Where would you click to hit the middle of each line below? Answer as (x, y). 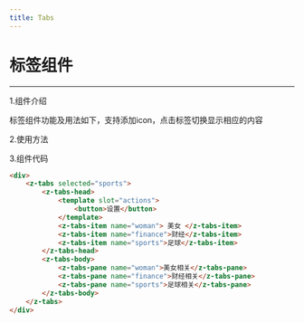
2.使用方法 (29, 139)
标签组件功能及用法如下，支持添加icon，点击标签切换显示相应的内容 (137, 119)
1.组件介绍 (28, 100)
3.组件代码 (29, 158)
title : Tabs (32, 18)
